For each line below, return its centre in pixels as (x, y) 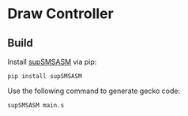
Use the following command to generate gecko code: (94, 91)
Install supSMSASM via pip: (52, 62)
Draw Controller (60, 14)
